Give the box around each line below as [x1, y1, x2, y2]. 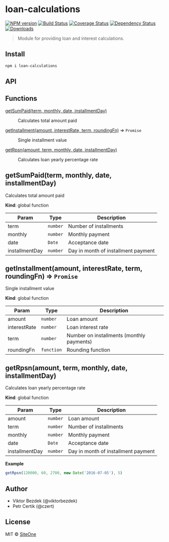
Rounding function [66, 347, 111, 354]
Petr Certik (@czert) [12, 503, 54, 509]
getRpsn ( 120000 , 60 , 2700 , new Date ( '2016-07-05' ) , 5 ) [5, 470, 123, 476]
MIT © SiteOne [5, 531, 37, 537]
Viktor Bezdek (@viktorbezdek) [12, 498, 78, 504]
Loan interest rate [66, 324, 109, 331]
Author [5, 485, 28, 493]
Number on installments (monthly [66, 332, 146, 339]
